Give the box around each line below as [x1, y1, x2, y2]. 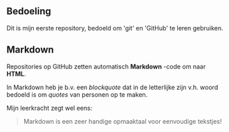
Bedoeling [6, 6, 51, 17]
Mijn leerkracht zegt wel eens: [6, 104, 93, 112]
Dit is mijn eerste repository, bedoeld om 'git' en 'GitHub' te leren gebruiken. [6, 23, 223, 32]
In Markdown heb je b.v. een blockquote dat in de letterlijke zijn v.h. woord [6, 83, 219, 91]
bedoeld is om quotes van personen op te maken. [6, 90, 148, 99]
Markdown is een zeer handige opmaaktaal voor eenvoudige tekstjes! [23, 117, 222, 125]
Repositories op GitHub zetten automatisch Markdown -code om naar [6, 62, 206, 70]
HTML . [6, 69, 26, 78]
